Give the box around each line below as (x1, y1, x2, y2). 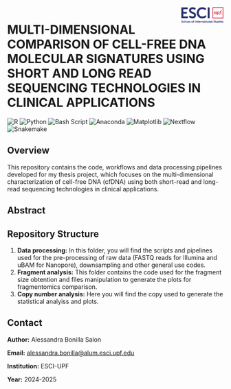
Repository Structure (7, 228, 100, 239)
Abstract (7, 204, 46, 217)
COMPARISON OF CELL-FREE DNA (7, 36, 206, 52)
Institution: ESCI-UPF (7, 362, 69, 370)
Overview (7, 145, 50, 156)
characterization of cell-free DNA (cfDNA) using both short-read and (7, 177, 202, 186)
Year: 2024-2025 (7, 375, 57, 384)
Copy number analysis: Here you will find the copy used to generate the (16, 290, 223, 298)
